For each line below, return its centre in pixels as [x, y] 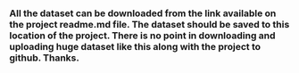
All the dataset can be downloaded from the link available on [143, 13]
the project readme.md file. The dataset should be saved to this [149, 24]
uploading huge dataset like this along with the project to [135, 46]
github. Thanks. [45, 58]
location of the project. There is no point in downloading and [142, 36]
